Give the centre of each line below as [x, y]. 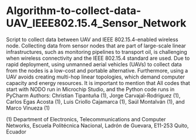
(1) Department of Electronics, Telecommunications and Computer [86, 119]
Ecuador [16, 132]
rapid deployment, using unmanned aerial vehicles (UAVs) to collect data [94, 64]
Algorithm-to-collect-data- [74, 11]
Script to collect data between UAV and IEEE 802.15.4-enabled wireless [92, 39]
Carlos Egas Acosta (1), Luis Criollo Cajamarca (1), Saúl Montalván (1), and [95, 101]
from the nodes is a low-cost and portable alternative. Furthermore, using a [97, 70]
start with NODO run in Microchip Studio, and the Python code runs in [90, 89]
